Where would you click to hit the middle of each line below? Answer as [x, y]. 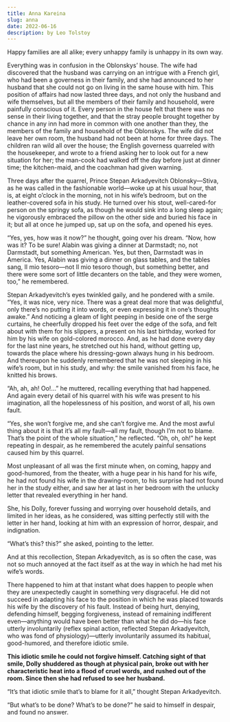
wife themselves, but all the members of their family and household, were [111, 102]
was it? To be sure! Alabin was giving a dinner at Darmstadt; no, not [103, 245]
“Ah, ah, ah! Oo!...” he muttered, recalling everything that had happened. [109, 388]
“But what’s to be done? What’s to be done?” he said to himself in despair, [112, 705]
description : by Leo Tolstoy [49, 33]
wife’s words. [26, 572]
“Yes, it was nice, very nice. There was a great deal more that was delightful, [115, 302]
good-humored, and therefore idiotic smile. [68, 643]
